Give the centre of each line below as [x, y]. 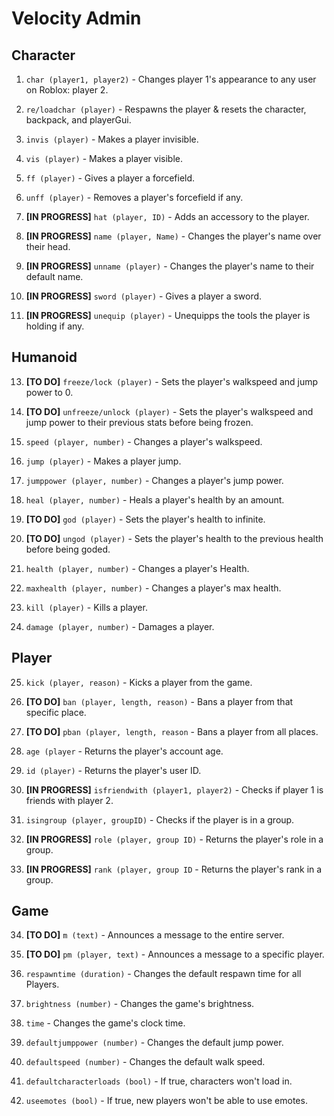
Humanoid [44, 357]
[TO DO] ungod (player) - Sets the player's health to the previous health [174, 538]
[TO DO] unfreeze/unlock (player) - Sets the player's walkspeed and [169, 411]
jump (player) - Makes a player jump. [103, 461]
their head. [48, 246]
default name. [54, 276]
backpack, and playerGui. [78, 120]
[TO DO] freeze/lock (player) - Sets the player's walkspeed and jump [172, 381]
